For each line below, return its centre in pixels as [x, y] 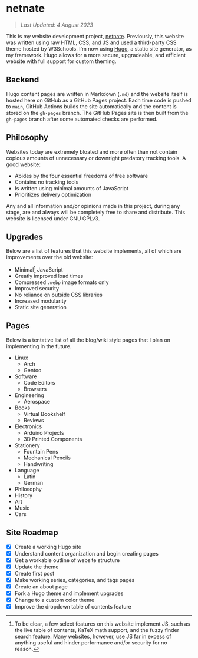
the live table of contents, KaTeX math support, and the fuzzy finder [97, 630]
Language [27, 470]
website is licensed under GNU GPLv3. [53, 218]
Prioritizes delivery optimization [53, 194]
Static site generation [40, 307]
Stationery [27, 445]
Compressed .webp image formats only [62, 282]
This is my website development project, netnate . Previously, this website [95, 36]
